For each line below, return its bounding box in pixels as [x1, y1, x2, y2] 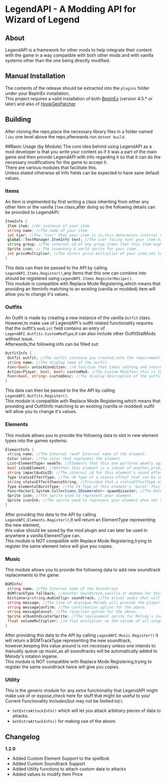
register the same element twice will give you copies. [5, 543, 113, 549]
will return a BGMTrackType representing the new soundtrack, [5, 637, 132, 643]
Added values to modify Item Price [12, 771, 83, 778]
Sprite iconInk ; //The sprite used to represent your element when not [7, 498, 158, 503]
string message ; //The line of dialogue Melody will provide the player [7, 600, 161, 605]
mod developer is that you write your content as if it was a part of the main [5, 148, 157, 154]
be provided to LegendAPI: [5, 209, 60, 215]
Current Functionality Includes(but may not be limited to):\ [5, 698, 123, 704]
